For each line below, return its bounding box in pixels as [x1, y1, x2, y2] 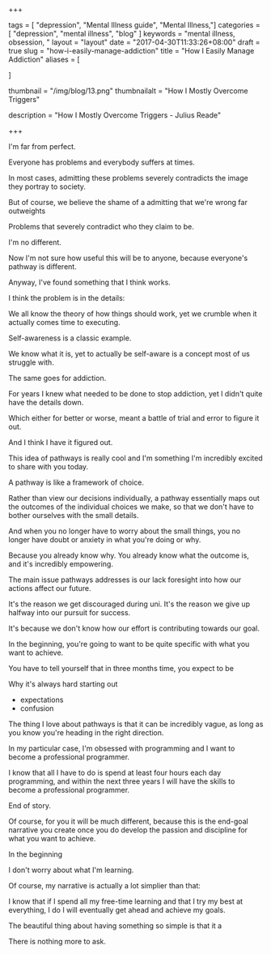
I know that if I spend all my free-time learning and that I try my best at [8, 896, 243, 906]
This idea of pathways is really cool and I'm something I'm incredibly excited [8, 453, 263, 463]
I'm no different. [8, 237, 62, 247]
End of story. [8, 801, 51, 811]
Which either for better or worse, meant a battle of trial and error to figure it [8, 413, 260, 422]
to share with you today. [8, 462, 89, 471]
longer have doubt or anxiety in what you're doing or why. [8, 535, 201, 544]
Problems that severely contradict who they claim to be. [8, 222, 194, 231]
